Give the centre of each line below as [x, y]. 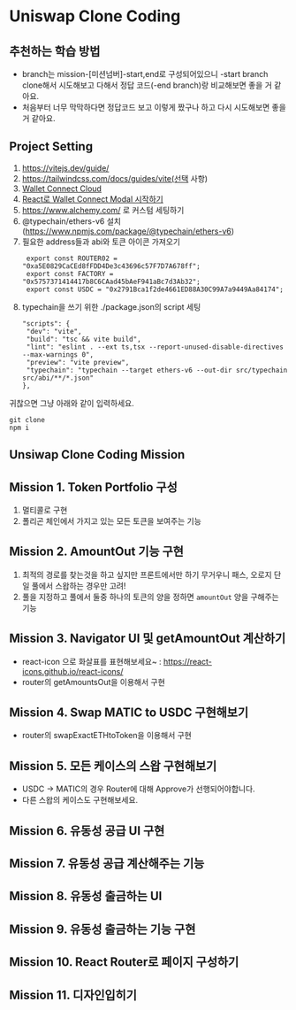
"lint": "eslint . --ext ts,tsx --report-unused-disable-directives [155, 347]
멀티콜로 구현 [45, 510]
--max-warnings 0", [58, 355]
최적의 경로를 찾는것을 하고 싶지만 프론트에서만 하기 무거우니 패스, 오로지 [147, 574]
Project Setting [51, 146]
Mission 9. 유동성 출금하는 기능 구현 [102, 929]
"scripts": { [46, 324]
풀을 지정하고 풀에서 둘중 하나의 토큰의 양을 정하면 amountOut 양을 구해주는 [151, 597]
